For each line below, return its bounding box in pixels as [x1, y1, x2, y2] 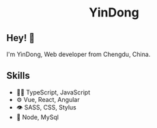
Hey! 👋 [6, 32, 35, 44]
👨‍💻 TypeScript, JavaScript [16, 88, 91, 97]
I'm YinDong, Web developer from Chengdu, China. [6, 50, 151, 58]
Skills [6, 70, 30, 81]
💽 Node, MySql [16, 113, 59, 121]
